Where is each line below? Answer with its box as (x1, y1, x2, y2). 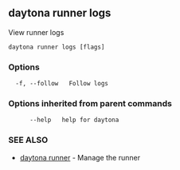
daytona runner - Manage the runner (19, 152, 141, 162)
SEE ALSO (8, 135, 49, 146)
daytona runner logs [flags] (8, 43, 105, 51)
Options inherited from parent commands (8, 98, 173, 109)
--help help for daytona (29, 116, 119, 125)
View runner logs (8, 27, 65, 37)
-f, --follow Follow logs (15, 80, 109, 88)
